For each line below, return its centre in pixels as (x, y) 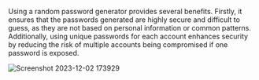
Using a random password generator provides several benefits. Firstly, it (125, 11)
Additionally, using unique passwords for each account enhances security (128, 36)
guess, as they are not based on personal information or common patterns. (130, 28)
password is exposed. (44, 53)
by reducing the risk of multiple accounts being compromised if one (118, 45)
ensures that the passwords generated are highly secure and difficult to (124, 20)
